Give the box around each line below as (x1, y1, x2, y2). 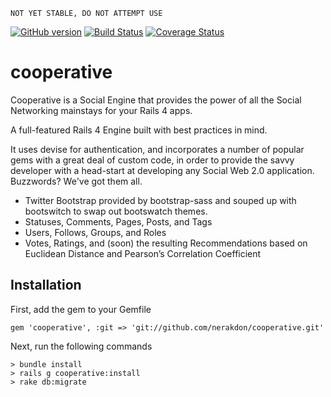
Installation (10, 277, 82, 294)
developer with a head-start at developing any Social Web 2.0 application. (10, 164, 315, 176)
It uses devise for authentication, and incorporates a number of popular (10, 143, 305, 155)
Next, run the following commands (10, 340, 153, 352)
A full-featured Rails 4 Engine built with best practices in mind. (10, 124, 268, 136)
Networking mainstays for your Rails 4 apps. (10, 104, 193, 116)
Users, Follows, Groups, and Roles (24, 226, 167, 238)
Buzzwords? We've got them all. (10, 175, 143, 187)
